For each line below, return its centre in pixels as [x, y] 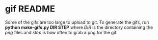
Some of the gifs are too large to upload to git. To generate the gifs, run [77, 22]
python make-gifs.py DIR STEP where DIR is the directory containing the [79, 27]
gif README [30, 9]
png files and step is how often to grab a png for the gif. [61, 32]
